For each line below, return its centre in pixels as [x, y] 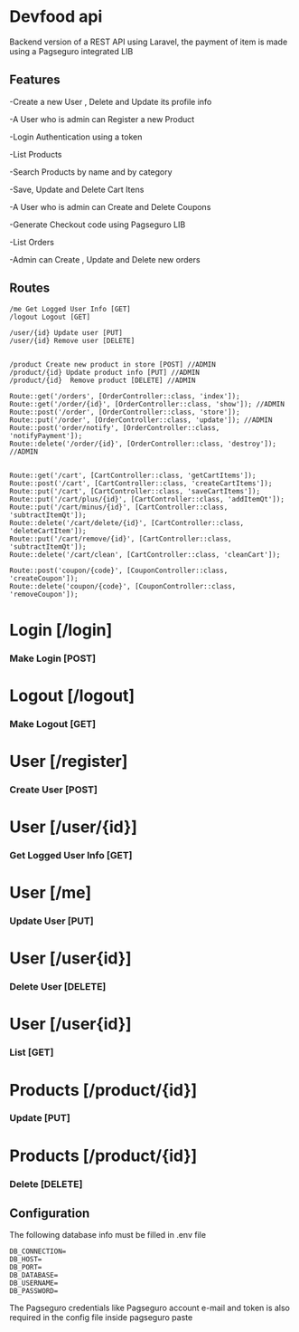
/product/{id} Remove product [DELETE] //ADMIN [103, 380]
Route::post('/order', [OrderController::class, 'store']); [125, 412]
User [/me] [51, 893]
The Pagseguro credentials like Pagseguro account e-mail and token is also [150, 1308]
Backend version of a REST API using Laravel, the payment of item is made [149, 42]
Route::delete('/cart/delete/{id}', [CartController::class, [127, 522]
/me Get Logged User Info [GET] [70, 309]
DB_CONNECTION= [38, 1251]
